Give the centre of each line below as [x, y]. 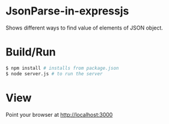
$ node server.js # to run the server [54, 73]
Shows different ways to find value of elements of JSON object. [84, 28]
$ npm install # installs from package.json [62, 68]
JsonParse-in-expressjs [67, 11]
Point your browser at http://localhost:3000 [59, 114]
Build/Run [31, 52]
